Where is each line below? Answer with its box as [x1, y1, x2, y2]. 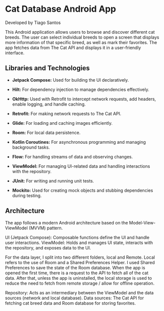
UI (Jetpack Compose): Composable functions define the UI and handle [5, 234, 150, 240]
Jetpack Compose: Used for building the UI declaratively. [12, 77, 129, 83]
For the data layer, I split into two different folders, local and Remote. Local [5, 254, 155, 260]
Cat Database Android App [5, 3, 117, 15]
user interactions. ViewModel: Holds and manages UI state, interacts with [5, 240, 153, 245]
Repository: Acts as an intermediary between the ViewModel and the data [5, 289, 154, 295]
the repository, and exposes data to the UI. [5, 244, 92, 250]
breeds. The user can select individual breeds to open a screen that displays [5, 34, 160, 40]
